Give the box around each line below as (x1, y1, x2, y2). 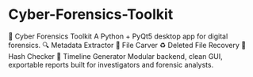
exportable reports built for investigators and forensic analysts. (8, 60, 214, 69)
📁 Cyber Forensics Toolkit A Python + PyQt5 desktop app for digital (8, 31, 228, 41)
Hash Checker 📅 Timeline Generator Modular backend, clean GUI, (8, 51, 224, 60)
